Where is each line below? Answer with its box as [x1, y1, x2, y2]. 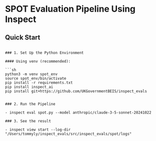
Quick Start [5, 33, 40, 41]
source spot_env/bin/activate [5, 76, 67, 81]
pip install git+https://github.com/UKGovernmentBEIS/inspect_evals [5, 89, 147, 94]
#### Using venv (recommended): [5, 59, 71, 64]
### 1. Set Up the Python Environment [5, 50, 84, 55]
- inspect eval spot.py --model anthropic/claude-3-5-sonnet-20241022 [5, 110, 152, 115]
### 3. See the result [5, 119, 51, 123]
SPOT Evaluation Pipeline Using [5, 3, 136, 15]
